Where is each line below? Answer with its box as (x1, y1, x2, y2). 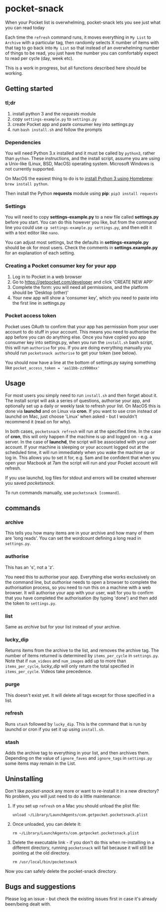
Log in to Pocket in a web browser (12, 274, 82, 280)
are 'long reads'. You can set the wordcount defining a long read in (5, 535, 141, 541)
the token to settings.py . (5, 600, 57, 606)
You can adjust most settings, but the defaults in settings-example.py (5, 239, 149, 245)
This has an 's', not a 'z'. (5, 564, 55, 570)
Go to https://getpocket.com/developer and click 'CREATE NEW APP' (12, 279, 154, 285)
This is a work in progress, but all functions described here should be (5, 65, 147, 71)
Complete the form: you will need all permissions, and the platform (12, 284, 149, 290)
